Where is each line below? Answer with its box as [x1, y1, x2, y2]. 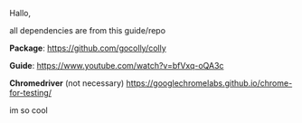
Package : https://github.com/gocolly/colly [9, 43, 167, 53]
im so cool [9, 105, 48, 116]
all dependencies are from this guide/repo [9, 25, 165, 35]
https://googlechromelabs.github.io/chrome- [126, 78, 293, 89]
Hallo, [9, 8, 32, 18]
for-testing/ [9, 88, 52, 98]
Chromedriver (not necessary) [9, 78, 125, 89]
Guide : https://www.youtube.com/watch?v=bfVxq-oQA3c [9, 61, 224, 71]
